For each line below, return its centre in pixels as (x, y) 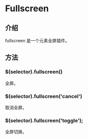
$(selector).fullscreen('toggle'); (44, 120)
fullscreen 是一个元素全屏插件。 (37, 41)
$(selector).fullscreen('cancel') (44, 96)
